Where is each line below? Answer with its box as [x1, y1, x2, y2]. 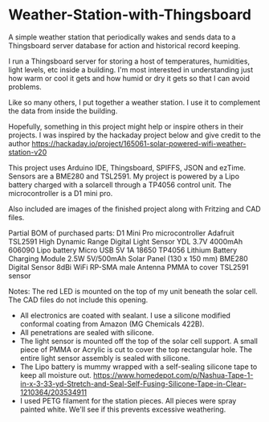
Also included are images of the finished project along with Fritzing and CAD [8, 203, 261, 214]
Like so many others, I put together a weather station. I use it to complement [8, 97, 261, 107]
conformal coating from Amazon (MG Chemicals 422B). [19, 319, 205, 329]
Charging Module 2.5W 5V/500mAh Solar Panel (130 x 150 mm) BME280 [8, 253, 249, 263]
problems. [8, 82, 42, 92]
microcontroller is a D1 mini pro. [8, 188, 113, 198]
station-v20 [8, 147, 47, 157]
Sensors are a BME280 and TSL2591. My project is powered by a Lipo [8, 171, 239, 181]
